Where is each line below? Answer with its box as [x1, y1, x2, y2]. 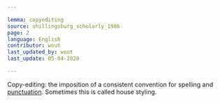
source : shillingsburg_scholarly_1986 [7, 22, 120, 30]
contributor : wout [7, 42, 61, 49]
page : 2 [7, 29, 30, 36]
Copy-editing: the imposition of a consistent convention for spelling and [7, 80, 214, 88]
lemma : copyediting [7, 16, 64, 23]
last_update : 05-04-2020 [7, 55, 80, 63]
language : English [7, 35, 61, 42]
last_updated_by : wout [7, 49, 73, 56]
